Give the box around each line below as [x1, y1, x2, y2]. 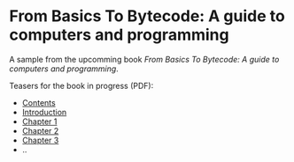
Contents [21, 97, 56, 107]
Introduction [21, 107, 67, 117]
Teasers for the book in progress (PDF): [9, 80, 154, 91]
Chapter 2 [21, 125, 59, 136]
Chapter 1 [21, 116, 58, 127]
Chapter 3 [21, 135, 59, 145]
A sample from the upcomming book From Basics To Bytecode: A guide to [9, 54, 280, 64]
